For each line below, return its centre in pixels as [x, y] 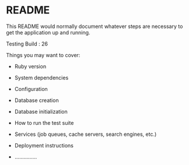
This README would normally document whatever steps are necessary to [94, 26]
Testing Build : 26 [27, 44]
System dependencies [41, 78]
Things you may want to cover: [43, 55]
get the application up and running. [48, 32]
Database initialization [41, 111]
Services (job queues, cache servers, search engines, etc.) [85, 134]
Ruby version [30, 66]
